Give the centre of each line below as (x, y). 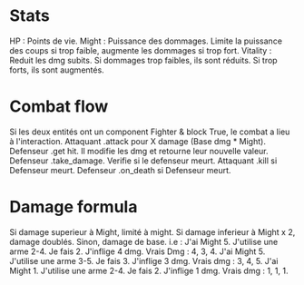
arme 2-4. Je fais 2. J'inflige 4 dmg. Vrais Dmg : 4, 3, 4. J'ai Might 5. (137, 251)
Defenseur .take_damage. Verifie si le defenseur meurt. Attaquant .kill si (143, 161)
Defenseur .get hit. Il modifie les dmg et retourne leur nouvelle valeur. (139, 151)
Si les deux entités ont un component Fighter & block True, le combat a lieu (150, 132)
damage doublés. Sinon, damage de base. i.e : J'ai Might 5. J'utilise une (144, 241)
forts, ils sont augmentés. (57, 70)
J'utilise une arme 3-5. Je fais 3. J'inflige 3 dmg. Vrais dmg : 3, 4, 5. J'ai (144, 260)
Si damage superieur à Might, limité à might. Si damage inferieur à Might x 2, (152, 231)
